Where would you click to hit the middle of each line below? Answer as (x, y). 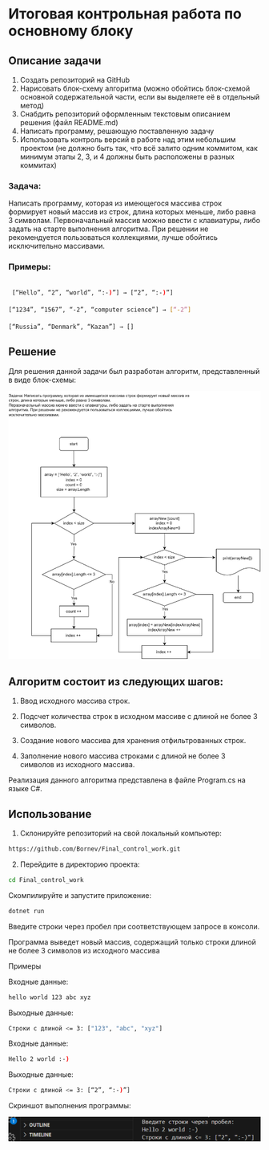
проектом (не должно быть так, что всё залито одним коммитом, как (139, 148)
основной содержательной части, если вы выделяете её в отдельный (140, 97)
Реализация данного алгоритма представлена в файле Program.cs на (127, 780)
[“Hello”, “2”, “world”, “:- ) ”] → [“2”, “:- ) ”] (92, 293)
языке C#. (25, 789)
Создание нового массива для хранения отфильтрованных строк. (133, 741)
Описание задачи (55, 61)
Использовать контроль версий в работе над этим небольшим (128, 140)
